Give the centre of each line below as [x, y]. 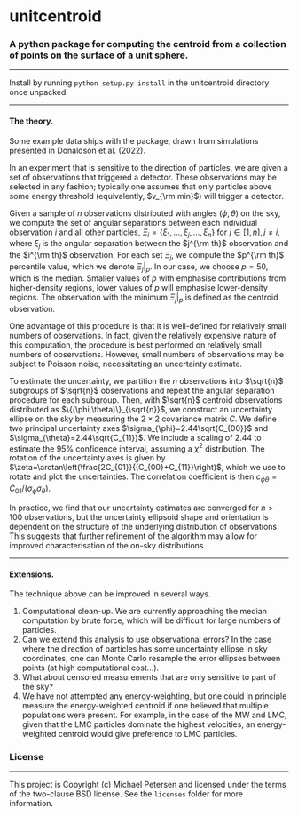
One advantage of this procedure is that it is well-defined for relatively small [148, 325]
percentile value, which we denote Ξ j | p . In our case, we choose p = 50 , [139, 268]
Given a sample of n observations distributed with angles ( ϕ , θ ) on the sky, [145, 213]
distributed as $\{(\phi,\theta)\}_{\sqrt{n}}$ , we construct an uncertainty [141, 409]
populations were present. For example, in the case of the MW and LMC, [154, 715]
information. [31, 804]
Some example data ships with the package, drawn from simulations [134, 140]
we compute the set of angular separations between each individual [133, 222]
